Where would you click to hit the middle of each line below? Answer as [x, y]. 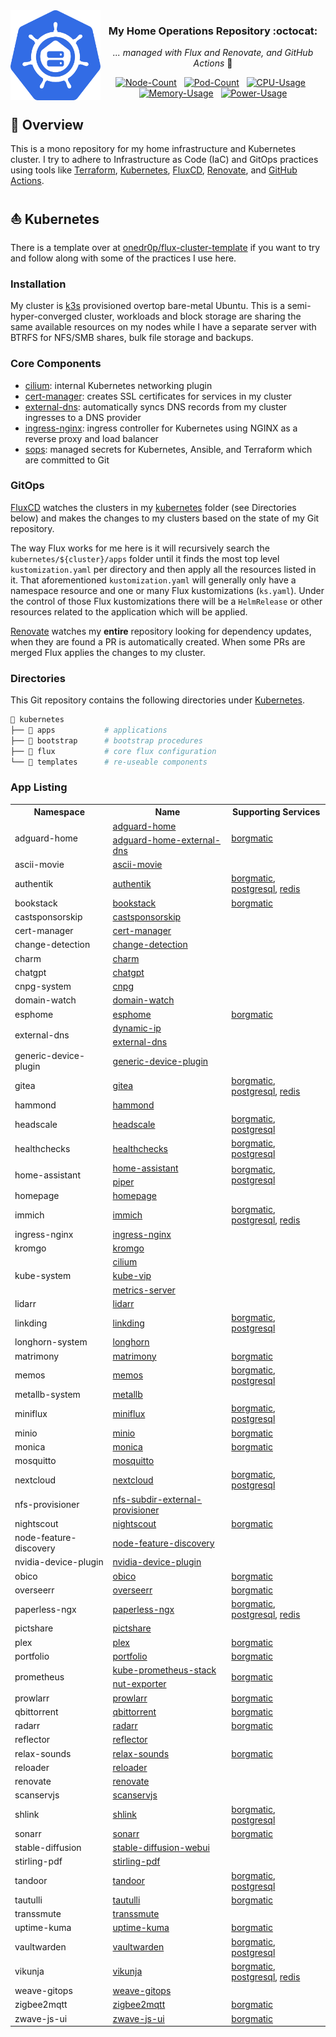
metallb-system [47, 1395]
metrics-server [144, 1290]
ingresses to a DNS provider [83, 417]
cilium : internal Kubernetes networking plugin [118, 385]
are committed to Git [67, 460]
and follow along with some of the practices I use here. [123, 258]
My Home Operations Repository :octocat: [213, 31]
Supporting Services [276, 812]
